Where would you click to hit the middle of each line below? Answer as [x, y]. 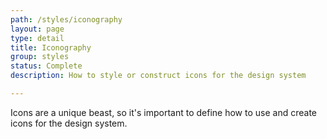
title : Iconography [51, 47]
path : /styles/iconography [66, 19]
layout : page [37, 29]
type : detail [37, 38]
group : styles [40, 57]
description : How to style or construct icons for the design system [158, 76]
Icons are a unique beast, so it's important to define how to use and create [163, 112]
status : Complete [46, 66]
